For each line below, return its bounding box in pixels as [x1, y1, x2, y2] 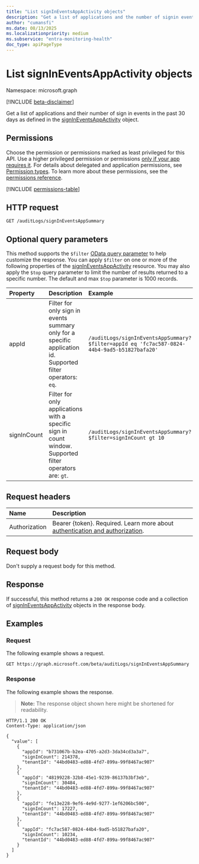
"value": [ [11, 738, 38, 744]
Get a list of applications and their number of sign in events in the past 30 [6, 109, 185, 117]
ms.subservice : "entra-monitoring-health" [6, 36, 113, 42]
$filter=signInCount [88, 434, 146, 441]
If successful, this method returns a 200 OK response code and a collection [6, 595, 188, 602]
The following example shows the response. [6, 688, 114, 695]
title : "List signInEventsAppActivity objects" [6, 8, 126, 15]
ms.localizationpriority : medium [6, 31, 89, 37]
